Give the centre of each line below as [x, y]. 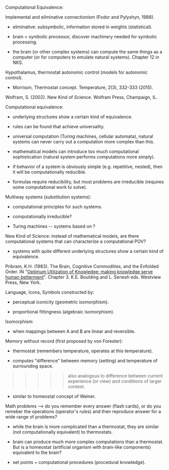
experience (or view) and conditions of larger [115, 381]
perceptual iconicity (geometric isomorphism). [61, 302]
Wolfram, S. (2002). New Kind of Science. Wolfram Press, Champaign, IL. [81, 97]
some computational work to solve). [50, 187]
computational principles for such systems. [57, 207]
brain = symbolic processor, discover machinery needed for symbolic [85, 37]
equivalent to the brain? [37, 452]
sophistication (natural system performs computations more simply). [84, 157]
